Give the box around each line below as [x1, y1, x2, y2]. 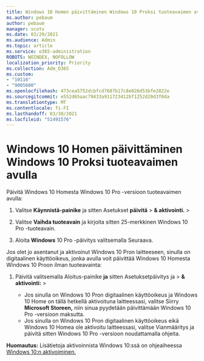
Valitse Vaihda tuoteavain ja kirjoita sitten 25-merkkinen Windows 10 [15, 218, 188, 225]
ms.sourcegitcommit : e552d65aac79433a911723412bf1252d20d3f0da [6, 94, 170, 100]
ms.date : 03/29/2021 [6, 32, 59, 38]
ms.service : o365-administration [6, 49, 91, 55]
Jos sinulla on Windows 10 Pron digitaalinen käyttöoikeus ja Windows [24, 291, 198, 298]
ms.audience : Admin [6, 37, 56, 43]
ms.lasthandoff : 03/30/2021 [6, 111, 78, 117]
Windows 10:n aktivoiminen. [6, 348, 76, 356]
